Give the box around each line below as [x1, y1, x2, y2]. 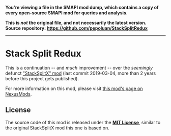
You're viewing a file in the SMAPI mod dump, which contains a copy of [5, 5, 159, 10]
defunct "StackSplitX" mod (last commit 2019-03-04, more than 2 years [5, 70, 156, 76]
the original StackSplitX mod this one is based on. [5, 125, 109, 131]
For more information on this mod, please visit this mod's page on [5, 85, 143, 92]
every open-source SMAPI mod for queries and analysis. [5, 10, 128, 16]
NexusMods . [5, 90, 32, 97]
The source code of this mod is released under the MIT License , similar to [5, 119, 161, 125]
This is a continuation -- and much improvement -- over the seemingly [5, 64, 153, 71]
